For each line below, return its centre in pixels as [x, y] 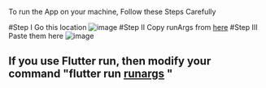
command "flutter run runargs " [91, 74]
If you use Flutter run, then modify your [110, 61]
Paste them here [36, 36]
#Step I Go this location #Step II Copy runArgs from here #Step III [133, 27]
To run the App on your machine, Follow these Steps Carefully [112, 12]
